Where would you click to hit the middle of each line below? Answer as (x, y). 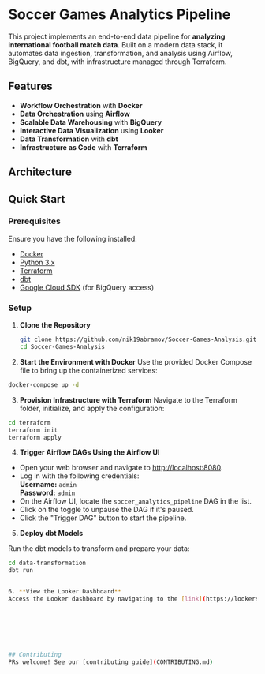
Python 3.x (37, 262)
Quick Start (37, 199)
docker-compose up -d (44, 384)
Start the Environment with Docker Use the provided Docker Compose (136, 361)
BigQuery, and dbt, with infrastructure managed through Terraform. (118, 62)
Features (30, 86)
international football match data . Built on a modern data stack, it (116, 44)
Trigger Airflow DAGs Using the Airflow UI (90, 452)
